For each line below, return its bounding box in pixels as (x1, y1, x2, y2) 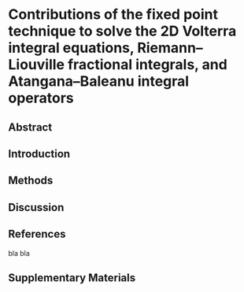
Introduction (8, 147, 71, 161)
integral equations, (8, 39, 135, 57)
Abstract (8, 120, 53, 134)
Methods (8, 174, 54, 187)
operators (8, 89, 75, 107)
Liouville (8, 56, 65, 74)
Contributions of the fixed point (8, 6, 219, 24)
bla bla (8, 248, 30, 257)
